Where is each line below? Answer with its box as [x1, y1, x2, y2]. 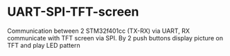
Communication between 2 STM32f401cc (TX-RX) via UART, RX [7, 27, 191, 35]
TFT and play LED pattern [7, 41, 81, 49]
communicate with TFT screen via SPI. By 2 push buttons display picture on [7, 33, 224, 42]
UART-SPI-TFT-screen [7, 4, 139, 20]
